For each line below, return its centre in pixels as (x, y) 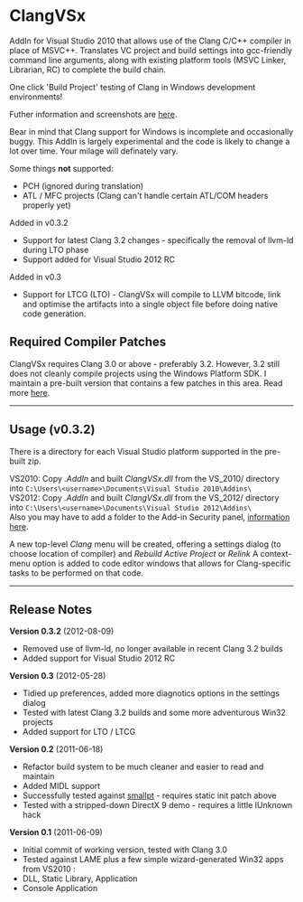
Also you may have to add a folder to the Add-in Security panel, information (150, 517)
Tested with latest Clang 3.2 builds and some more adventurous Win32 (154, 713)
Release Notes (51, 610)
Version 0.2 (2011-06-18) (56, 749)
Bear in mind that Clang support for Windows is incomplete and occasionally (151, 131)
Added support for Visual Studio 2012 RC (99, 658)
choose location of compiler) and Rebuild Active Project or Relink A (134, 553)
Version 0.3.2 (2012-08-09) (62, 631)
